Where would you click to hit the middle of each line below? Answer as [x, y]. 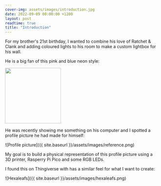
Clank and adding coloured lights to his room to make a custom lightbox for [80, 47]
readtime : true [20, 23]
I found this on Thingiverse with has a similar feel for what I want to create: [80, 169]
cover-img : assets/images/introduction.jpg [50, 9]
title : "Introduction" [28, 28]
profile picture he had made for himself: [45, 135]
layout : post [18, 18]
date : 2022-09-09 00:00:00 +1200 [39, 14]
